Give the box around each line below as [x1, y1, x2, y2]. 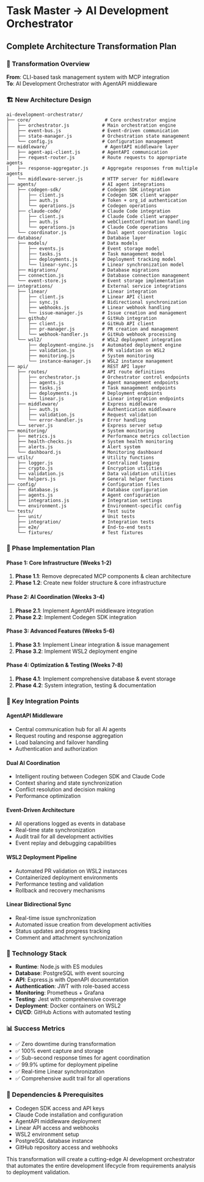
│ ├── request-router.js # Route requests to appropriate [6, 154, 188, 161]
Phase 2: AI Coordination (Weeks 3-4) [6, 593, 105, 600]
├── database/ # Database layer [6, 235, 147, 241]
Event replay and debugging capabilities [15, 840, 117, 847]
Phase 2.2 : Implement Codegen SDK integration [15, 613, 137, 620]
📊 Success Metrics [6, 1024, 65, 1033]
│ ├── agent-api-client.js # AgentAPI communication [6, 149, 168, 156]
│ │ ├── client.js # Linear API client [6, 294, 155, 300]
